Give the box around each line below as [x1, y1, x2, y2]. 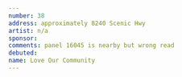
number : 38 [8, 11, 45, 20]
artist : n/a [8, 26, 48, 34]
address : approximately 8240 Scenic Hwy [8, 19, 147, 27]
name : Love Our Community [8, 57, 95, 65]
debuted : [8, 49, 38, 57]
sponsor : [8, 34, 38, 43]
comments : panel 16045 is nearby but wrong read [8, 42, 175, 50]
